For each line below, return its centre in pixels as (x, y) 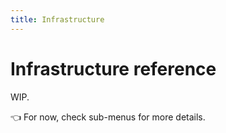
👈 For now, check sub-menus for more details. (108, 117)
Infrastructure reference (113, 68)
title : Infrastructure (57, 19)
